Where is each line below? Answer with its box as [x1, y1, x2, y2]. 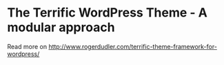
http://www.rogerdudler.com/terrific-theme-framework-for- [48, 42, 217, 50]
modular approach [7, 19, 115, 35]
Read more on [7, 42, 47, 50]
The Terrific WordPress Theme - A [7, 5, 208, 21]
